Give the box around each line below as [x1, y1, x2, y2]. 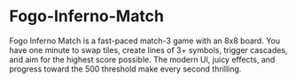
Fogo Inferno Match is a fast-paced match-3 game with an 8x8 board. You [9, 35, 281, 46]
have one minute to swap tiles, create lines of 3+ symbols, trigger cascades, [9, 44, 288, 55]
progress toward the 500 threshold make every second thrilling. [9, 64, 242, 74]
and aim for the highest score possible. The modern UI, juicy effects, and [9, 54, 276, 64]
